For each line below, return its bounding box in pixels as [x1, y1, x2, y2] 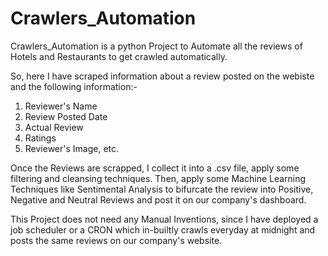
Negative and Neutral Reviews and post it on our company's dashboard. [10, 193, 307, 206]
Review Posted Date [24, 110, 108, 122]
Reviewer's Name [24, 100, 98, 112]
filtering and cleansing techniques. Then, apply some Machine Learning [10, 172, 307, 184]
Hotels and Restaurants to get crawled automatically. [10, 50, 228, 62]
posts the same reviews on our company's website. [10, 234, 223, 246]
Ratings [24, 132, 57, 144]
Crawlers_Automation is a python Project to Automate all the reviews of [10, 40, 303, 52]
